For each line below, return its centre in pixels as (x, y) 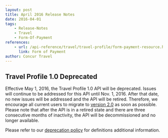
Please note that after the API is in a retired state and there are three (75, 110)
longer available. (22, 120)
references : (17, 42)
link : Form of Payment (42, 51)
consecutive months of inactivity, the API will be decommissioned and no (80, 115)
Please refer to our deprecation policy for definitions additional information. (82, 130)
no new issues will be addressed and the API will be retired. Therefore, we (81, 99)
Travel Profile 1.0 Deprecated (51, 76)
